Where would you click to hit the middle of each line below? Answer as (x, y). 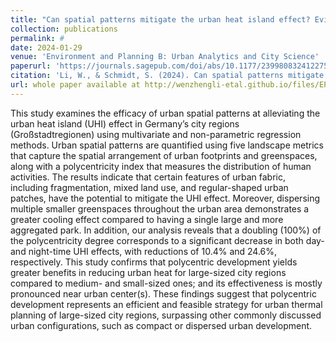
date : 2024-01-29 (46, 47)
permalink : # (37, 38)
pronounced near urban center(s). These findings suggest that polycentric (163, 293)
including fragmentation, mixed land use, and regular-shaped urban (149, 187)
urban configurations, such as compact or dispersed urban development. (161, 325)
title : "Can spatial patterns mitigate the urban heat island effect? (160, 19)
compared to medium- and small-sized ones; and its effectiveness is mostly (166, 283)
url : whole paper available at (75, 85)
